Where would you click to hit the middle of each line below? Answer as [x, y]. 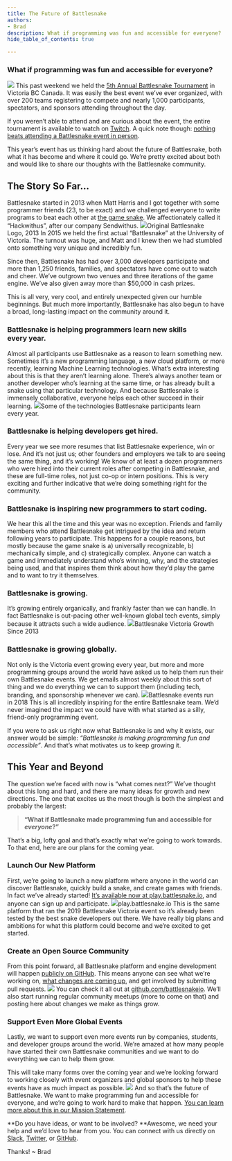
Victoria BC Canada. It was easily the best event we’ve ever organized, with [115, 93]
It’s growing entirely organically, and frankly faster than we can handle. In [111, 609]
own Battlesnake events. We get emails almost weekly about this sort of [109, 679]
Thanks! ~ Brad [29, 1152]
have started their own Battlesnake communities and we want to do [103, 1051]
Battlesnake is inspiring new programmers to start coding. [107, 509]
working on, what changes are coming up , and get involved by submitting [112, 981]
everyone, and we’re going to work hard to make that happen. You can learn [115, 1103]
